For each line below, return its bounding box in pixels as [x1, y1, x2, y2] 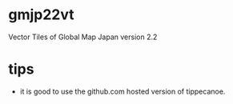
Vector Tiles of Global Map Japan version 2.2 [8, 32, 158, 42]
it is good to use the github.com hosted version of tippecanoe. [19, 86, 226, 96]
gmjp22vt [8, 6, 74, 24]
